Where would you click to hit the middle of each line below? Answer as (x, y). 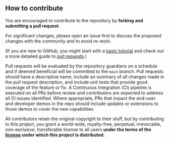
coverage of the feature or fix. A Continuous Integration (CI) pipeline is (78, 87)
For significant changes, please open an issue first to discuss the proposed (83, 35)
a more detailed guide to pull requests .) (46, 56)
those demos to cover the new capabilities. (50, 109)
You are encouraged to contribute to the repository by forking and (74, 20)
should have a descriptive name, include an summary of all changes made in (85, 77)
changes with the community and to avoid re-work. (59, 41)
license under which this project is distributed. (55, 135)
